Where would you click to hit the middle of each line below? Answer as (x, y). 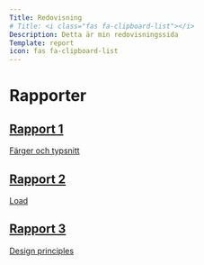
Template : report (42, 43)
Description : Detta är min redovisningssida (94, 34)
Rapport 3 (38, 229)
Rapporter (48, 96)
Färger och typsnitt (44, 151)
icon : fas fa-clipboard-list (64, 51)
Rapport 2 (38, 179)
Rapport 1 (36, 128)
